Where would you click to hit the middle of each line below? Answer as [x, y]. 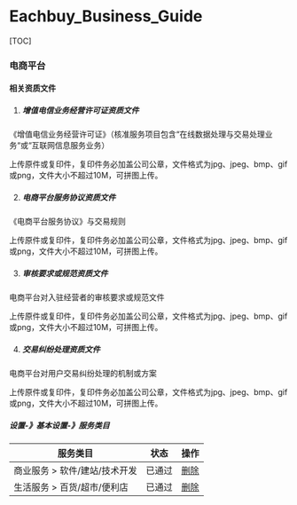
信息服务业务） [82, 146]
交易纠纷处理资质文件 [61, 349]
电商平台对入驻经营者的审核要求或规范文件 [87, 297]
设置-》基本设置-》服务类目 [60, 425]
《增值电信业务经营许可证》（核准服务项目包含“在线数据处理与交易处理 [137, 134]
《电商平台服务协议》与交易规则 [67, 221]
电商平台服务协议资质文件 [69, 198]
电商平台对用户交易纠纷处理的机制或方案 [83, 374]
